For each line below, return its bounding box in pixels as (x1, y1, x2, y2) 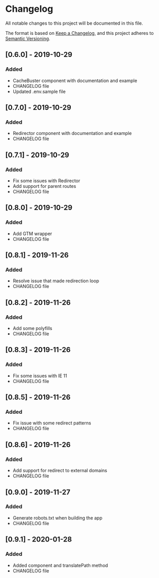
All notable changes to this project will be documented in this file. (5, 20, 144, 26)
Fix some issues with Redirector (12, 178, 81, 184)
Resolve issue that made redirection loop (12, 278, 99, 284)
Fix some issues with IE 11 (12, 373, 68, 379)
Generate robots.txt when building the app (12, 514, 103, 521)
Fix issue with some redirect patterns (12, 420, 91, 426)
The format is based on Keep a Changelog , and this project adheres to (5, 30, 154, 36)
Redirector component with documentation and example (12, 130, 132, 137)
